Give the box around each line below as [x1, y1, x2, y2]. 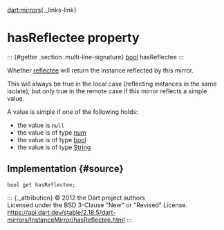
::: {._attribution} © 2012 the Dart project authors [7, 193, 145, 202]
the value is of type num [17, 128, 86, 137]
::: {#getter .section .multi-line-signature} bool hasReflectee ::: [7, 52, 185, 61]
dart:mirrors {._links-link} [7, 6, 77, 14]
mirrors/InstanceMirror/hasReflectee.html [7, 215, 125, 224]
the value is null [17, 121, 64, 129]
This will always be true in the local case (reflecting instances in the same [7, 79, 217, 88]
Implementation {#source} [7, 163, 124, 175]
